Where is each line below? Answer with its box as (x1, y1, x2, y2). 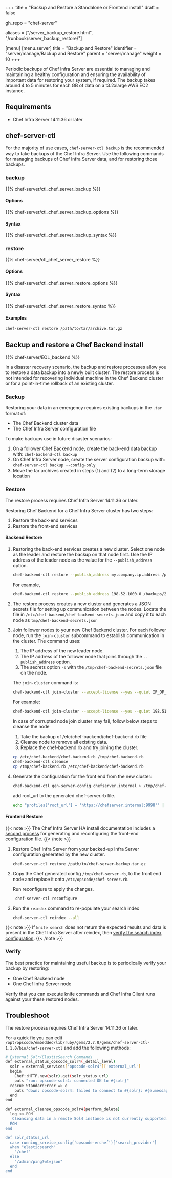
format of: (5, 410, 27, 417)
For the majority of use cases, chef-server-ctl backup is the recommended (5, 145, 165, 151)
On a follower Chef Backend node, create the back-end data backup (12, 445, 157, 452)
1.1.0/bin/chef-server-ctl (5, 1045, 63, 1051)
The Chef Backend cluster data (12, 420, 79, 426)
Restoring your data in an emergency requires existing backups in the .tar (5, 405, 162, 411)
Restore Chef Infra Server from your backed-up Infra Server (12, 846, 139, 852)
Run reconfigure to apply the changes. (12, 886, 94, 892)
